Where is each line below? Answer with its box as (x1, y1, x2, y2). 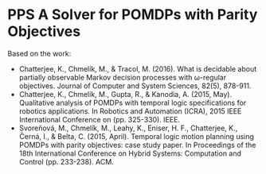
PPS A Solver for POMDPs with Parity (7, 6, 258, 24)
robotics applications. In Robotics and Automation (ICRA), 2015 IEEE (18, 106, 242, 116)
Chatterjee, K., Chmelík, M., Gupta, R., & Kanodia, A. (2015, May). (18, 89, 233, 99)
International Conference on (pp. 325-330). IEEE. (18, 114, 181, 124)
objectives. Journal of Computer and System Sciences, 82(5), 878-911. (18, 81, 252, 91)
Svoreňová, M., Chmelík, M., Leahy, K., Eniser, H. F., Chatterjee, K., (18, 123, 238, 133)
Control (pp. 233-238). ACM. (18, 157, 115, 166)
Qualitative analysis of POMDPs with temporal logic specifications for (18, 98, 247, 107)
